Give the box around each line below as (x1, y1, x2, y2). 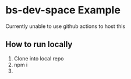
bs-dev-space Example (5, 3, 121, 17)
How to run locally (5, 39, 73, 49)
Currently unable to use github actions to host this (5, 23, 126, 30)
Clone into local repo (13, 55, 64, 62)
